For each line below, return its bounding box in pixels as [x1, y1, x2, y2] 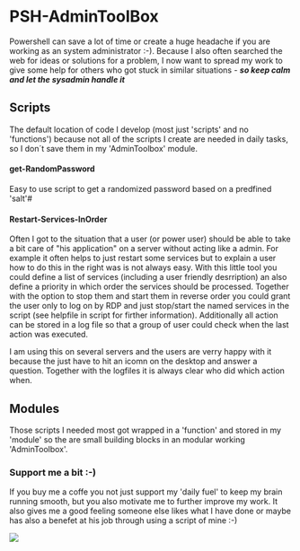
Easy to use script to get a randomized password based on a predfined [9, 183, 272, 194]
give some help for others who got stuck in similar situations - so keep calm [9, 65, 291, 75]
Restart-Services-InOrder [9, 214, 108, 224]
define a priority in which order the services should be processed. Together [9, 281, 289, 293]
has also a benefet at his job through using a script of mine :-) [9, 515, 238, 526]
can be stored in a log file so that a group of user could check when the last [9, 319, 289, 330]
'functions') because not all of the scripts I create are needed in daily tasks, [9, 133, 289, 144]
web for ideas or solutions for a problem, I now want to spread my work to [9, 55, 283, 66]
